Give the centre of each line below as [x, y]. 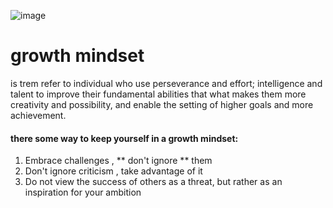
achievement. [38, 115]
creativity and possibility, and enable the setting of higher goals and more [162, 104]
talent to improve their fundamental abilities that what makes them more [158, 94]
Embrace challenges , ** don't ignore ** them [118, 161]
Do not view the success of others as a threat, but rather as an [153, 182]
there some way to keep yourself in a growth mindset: [124, 138]
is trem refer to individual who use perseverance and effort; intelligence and [166, 83]
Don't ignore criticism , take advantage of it [113, 171]
